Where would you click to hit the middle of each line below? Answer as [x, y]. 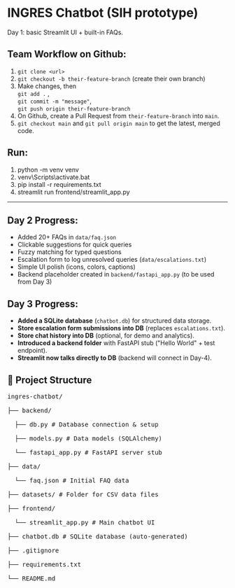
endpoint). [32, 351]
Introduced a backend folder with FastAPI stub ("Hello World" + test [116, 343]
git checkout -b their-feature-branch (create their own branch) [111, 78]
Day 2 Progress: [43, 220]
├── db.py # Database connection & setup [86, 425]
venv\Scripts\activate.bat [54, 177]
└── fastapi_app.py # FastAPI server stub [88, 453]
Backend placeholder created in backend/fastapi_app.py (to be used [116, 274]
